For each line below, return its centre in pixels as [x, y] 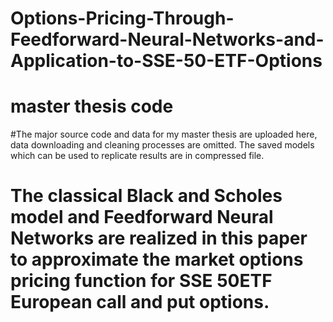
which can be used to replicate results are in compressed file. [137, 156]
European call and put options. [140, 302]
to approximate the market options [157, 259]
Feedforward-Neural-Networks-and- [167, 39]
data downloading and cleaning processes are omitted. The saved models [162, 145]
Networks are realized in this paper [159, 238]
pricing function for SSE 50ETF [141, 281]
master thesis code [92, 106]
